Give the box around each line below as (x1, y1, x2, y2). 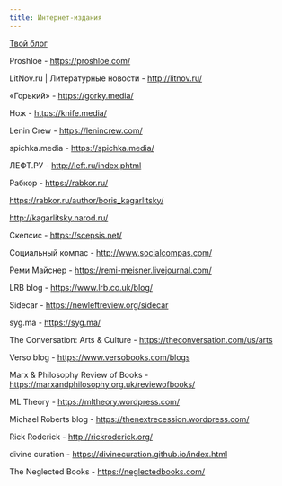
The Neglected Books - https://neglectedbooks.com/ (9, 465, 206, 477)
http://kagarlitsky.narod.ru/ (9, 212, 109, 223)
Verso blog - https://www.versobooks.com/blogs (9, 352, 190, 363)
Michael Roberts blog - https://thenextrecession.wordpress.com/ (9, 413, 250, 424)
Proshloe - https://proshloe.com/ (9, 55, 131, 66)
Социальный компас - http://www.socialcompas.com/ (9, 247, 213, 257)
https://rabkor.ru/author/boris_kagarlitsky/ (9, 194, 164, 205)
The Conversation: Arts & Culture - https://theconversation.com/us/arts (9, 334, 273, 345)
